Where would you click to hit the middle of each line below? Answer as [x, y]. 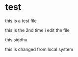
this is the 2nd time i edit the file [37, 30]
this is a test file [21, 21]
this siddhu [16, 40]
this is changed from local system [39, 49]
